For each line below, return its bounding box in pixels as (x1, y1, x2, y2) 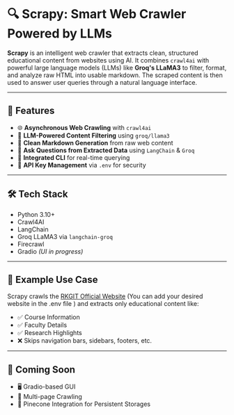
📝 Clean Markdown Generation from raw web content (17, 138, 173, 147)
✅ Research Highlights (17, 329, 82, 337)
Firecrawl (17, 240, 45, 248)
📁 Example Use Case (7, 273, 99, 286)
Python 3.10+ (17, 210, 56, 218)
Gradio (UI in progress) (17, 247, 84, 255)
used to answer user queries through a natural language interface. (7, 78, 197, 86)
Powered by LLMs (7, 26, 113, 42)
